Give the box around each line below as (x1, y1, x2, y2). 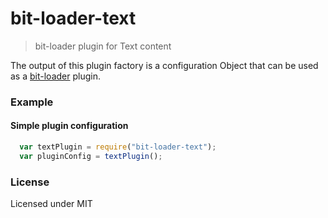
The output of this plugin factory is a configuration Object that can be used (10, 59, 319, 71)
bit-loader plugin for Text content (34, 40, 172, 52)
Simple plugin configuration (10, 120, 129, 132)
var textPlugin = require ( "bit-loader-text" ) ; (19, 142, 217, 152)
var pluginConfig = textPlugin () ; (19, 151, 163, 161)
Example (10, 95, 54, 109)
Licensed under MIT (10, 198, 93, 210)
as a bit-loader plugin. (10, 70, 101, 82)
